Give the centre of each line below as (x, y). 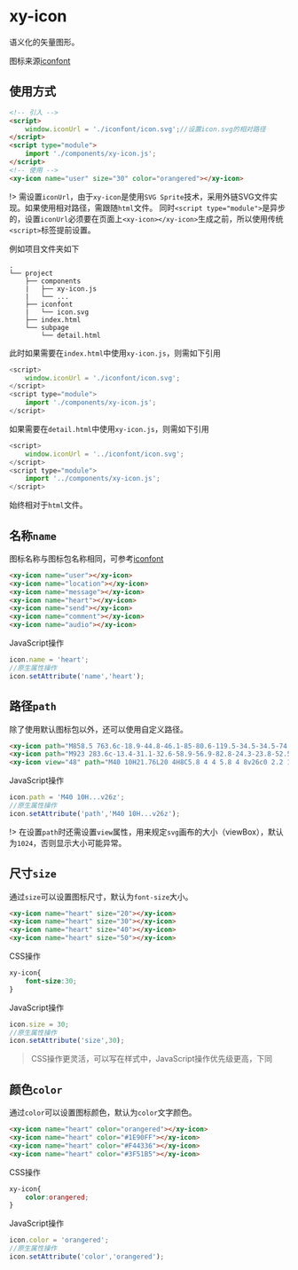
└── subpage (47, 327)
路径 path (33, 706)
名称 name (33, 535)
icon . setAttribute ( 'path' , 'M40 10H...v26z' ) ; (94, 813)
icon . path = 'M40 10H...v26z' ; (67, 797)
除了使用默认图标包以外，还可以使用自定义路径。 (98, 729)
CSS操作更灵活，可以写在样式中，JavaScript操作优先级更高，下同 (152, 1059)
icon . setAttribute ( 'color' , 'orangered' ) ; (87, 1257)
